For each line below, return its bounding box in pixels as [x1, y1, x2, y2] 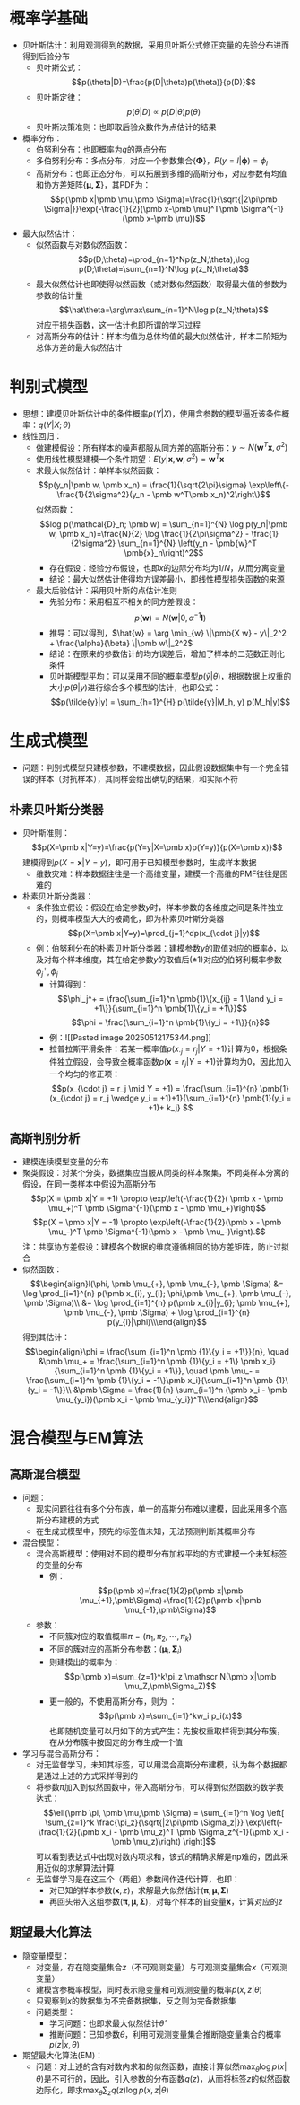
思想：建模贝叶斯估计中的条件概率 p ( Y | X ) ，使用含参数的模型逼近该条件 [21, 408, 282, 418]
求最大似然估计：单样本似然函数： [35, 464, 162, 476]
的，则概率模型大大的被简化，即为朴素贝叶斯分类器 [35, 913, 225, 925]
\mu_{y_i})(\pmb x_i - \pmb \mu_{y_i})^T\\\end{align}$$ [56, 1394, 259, 1405]
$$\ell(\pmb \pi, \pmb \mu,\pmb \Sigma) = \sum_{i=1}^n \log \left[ [43, 1807, 285, 1818]
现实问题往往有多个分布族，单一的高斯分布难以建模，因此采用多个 [35, 1504, 279, 1514]
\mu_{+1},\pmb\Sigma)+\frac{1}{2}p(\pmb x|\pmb [79, 1595, 261, 1606]
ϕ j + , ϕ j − [35, 964, 63, 978]
